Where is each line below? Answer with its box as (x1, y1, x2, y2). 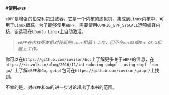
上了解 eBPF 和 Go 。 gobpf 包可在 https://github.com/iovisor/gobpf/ (14, 67, 151, 73)
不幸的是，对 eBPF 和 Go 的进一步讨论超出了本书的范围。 (5, 84, 117, 90)
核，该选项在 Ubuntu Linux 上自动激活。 (5, 28, 87, 35)
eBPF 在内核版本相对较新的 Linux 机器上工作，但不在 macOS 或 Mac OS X (17, 39, 158, 45)
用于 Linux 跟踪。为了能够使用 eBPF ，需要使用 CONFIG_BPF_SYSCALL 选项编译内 (5, 22, 161, 28)
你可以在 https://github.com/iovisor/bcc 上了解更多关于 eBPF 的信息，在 (5, 56, 154, 62)
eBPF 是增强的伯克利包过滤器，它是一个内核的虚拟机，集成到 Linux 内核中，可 (5, 16, 164, 22)
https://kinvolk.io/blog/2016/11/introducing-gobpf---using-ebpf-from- (5, 62, 160, 67)
